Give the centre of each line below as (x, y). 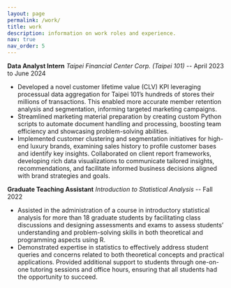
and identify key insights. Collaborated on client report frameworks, (114, 153)
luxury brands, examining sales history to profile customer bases (123, 146)
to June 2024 (27, 73)
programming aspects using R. (61, 240)
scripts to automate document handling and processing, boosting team (119, 124)
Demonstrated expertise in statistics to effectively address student (113, 247)
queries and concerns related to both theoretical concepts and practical (121, 255)
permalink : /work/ (34, 20)
